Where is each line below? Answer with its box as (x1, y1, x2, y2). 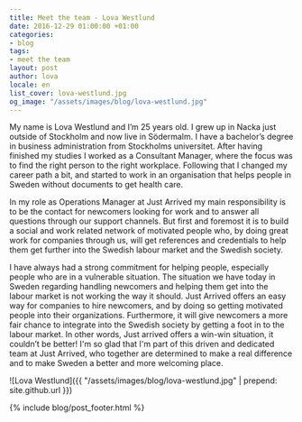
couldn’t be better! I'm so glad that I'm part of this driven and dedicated (9, 339, 275, 350)
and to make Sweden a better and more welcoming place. (9, 358, 224, 369)
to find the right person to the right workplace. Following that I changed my (9, 160, 288, 171)
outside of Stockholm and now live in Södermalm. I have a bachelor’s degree (9, 132, 294, 142)
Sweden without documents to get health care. (9, 179, 183, 190)
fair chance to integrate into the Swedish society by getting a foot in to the (9, 319, 286, 330)
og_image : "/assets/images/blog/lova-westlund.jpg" (9, 96, 207, 106)
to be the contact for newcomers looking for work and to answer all (9, 206, 260, 217)
